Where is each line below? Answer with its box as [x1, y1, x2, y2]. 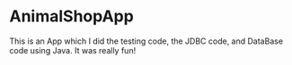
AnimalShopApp [9, 6, 135, 27]
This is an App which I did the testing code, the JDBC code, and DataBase [9, 36, 284, 46]
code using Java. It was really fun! [9, 45, 137, 55]
